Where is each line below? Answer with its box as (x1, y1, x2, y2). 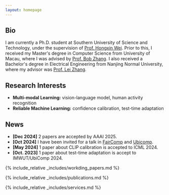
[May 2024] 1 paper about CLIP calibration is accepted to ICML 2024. (12, 144, 158, 150)
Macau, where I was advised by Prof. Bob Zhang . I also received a (5, 56, 143, 62)
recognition (12, 100, 37, 106)
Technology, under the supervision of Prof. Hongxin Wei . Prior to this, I (5, 45, 152, 51)
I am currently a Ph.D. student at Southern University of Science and (5, 40, 148, 46)
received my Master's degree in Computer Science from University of (5, 50, 150, 56)
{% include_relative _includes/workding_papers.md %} (5, 165, 120, 171)
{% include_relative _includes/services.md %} (5, 184, 101, 190)
